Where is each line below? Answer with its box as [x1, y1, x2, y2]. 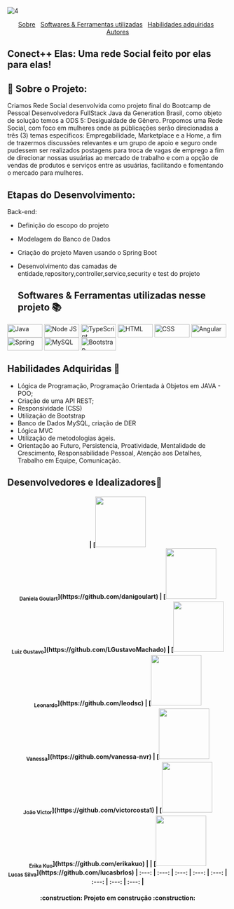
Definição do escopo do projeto [17, 221, 109, 230]
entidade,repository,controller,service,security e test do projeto [17, 270, 200, 278]
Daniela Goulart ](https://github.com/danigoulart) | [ [19, 592, 166, 602]
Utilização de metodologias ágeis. [17, 434, 116, 442]
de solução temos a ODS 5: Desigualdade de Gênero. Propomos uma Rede [7, 117, 223, 125]
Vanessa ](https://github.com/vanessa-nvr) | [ [25, 752, 160, 762]
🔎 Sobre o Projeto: [7, 83, 88, 95]
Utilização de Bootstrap [17, 411, 85, 420]
